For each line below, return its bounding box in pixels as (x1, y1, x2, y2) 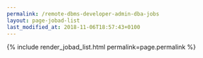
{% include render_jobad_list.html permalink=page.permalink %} (6, 43, 197, 52)
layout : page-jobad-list (6, 17, 80, 24)
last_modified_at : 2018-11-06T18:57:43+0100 (6, 23, 141, 30)
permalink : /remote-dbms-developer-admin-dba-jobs (6, 10, 160, 18)
